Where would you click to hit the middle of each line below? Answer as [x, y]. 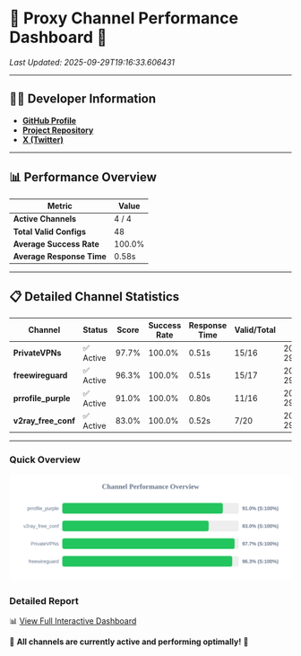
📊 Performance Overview [83, 177]
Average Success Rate [56, 244]
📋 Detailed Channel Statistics [95, 297]
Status [95, 330]
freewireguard [40, 375]
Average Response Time [60, 257]
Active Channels [45, 219]
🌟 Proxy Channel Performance [124, 18]
